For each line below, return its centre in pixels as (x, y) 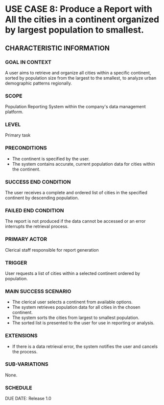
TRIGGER (16, 262)
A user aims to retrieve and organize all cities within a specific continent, (78, 73)
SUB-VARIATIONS (27, 364)
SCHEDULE (19, 388)
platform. (14, 112)
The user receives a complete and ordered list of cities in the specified (76, 193)
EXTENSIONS (21, 336)
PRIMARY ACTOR (26, 239)
